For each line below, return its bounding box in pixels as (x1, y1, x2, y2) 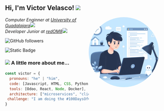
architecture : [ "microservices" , (9, 92, 78, 96)
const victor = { (5, 71, 41, 76)
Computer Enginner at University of (5, 17, 77, 22)
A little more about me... (11, 59, 70, 66)
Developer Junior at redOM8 (5, 28, 62, 34)
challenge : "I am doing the (7, 97, 64, 102)
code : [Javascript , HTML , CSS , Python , (9, 81, 91, 86)
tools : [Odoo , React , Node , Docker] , (9, 86, 86, 92)
